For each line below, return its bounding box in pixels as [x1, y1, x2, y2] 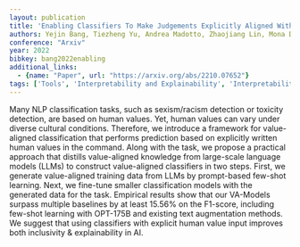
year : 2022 [9, 46, 50, 55]
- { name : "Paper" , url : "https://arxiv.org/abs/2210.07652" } [17, 71, 250, 80]
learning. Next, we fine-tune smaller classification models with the [9, 179, 253, 190]
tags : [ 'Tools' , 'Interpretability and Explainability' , [9, 79, 226, 88]
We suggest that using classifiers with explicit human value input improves [9, 218, 284, 228]
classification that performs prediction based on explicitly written [38, 132, 278, 143]
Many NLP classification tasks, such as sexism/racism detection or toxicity [9, 103, 284, 114]
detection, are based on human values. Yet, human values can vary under [9, 113, 280, 124]
